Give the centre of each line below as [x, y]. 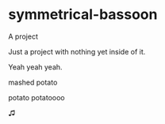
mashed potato [33, 82]
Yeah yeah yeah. [35, 67]
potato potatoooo [36, 97]
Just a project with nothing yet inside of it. [77, 51]
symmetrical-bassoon [83, 15]
